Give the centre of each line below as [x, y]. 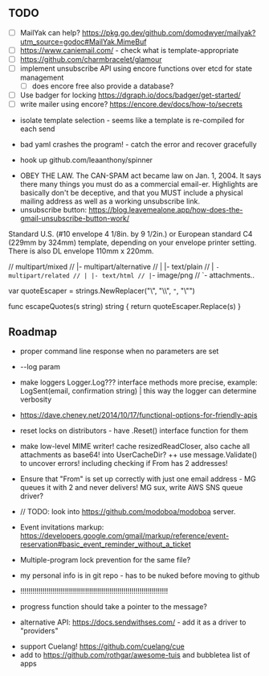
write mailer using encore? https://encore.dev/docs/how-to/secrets [131, 105]
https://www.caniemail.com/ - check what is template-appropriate [129, 50]
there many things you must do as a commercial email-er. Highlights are [139, 184]
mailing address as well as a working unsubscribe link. [110, 201]
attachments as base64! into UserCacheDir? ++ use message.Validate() [139, 455]
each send [37, 129]
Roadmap [33, 332]
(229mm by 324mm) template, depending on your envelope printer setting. [132, 243]
